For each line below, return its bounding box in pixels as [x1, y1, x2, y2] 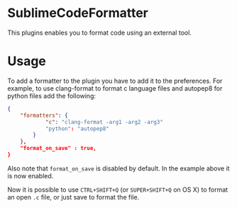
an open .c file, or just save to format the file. [7, 192, 140, 201]
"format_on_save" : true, [20, 145, 97, 152]
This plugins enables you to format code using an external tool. [7, 28, 192, 37]
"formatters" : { [20, 112, 69, 119]
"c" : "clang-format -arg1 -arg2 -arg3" [45, 118, 163, 125]
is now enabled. [7, 171, 54, 180]
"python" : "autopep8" [45, 125, 110, 132]
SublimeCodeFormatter [7, 5, 149, 21]
